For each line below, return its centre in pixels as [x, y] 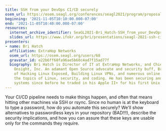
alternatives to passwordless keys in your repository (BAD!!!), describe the [81, 113]
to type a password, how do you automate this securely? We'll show [74, 107]
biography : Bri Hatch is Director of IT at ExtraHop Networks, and [81, 65]
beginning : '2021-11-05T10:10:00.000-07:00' [52, 19]
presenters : [17, 42]
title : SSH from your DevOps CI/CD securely [52, 10]
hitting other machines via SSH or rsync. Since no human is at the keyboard [82, 102]
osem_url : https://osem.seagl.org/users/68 [55, 55]
